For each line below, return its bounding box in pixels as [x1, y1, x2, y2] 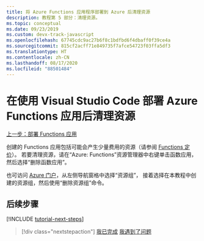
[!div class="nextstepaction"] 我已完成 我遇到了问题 [21, 228, 151, 236]
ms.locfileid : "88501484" [6, 65, 72, 72]
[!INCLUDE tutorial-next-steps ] [6, 215, 84, 223]
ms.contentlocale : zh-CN [6, 54, 70, 60]
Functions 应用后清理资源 [6, 109, 136, 123]
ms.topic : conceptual [6, 20, 62, 26]
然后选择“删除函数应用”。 [6, 159, 70, 166]
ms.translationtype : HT [6, 49, 67, 55]
